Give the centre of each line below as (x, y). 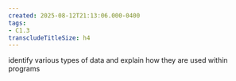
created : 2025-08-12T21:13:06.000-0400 (74, 15)
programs (24, 69)
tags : (17, 23)
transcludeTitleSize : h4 (49, 38)
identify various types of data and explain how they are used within (118, 60)
